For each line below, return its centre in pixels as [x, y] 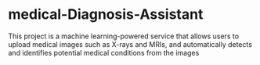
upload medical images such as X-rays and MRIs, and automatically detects [130, 44]
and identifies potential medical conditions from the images [104, 52]
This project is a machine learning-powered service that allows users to [124, 36]
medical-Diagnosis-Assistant [106, 14]
